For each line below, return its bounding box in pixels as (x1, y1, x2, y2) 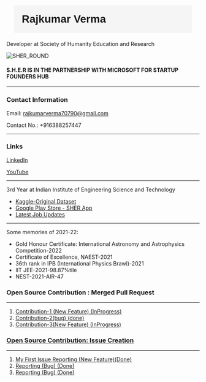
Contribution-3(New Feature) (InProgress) (15, 321, 121, 328)
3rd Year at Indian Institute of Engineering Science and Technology (6, 186, 176, 193)
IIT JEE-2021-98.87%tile (15, 266, 77, 273)
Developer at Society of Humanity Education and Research (6, 40, 155, 47)
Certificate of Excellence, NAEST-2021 (15, 253, 113, 261)
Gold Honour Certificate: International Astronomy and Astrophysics (15, 240, 185, 248)
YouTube (6, 168, 29, 175)
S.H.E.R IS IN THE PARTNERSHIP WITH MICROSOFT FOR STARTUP (6, 66, 179, 74)
